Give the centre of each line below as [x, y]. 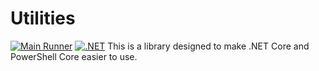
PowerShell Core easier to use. [74, 56]
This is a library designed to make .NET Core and [208, 46]
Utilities [43, 18]
